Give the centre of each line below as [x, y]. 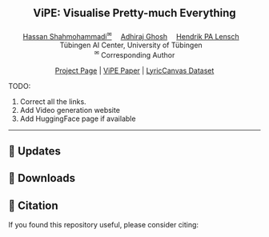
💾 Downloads [42, 178]
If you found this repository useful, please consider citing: [103, 225]
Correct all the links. [53, 101]
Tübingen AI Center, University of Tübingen [131, 45]
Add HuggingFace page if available [78, 118]
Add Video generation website [70, 110]
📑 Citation [33, 205]
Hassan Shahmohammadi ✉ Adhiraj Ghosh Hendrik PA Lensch [131, 36]
